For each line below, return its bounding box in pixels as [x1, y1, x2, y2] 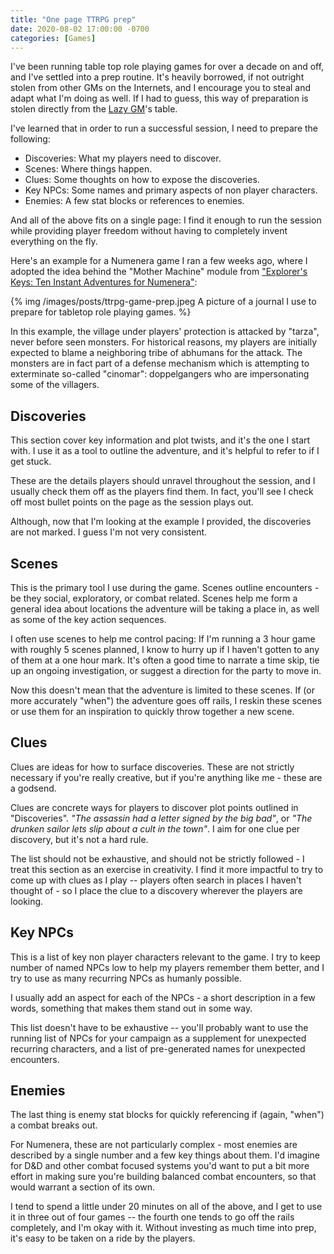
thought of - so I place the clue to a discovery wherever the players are [10, 884, 303, 896]
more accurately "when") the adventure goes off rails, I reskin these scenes [10, 695, 323, 706]
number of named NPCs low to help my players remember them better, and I [10, 961, 325, 973]
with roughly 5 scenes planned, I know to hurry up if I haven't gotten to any [10, 644, 320, 655]
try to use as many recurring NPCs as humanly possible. [10, 972, 242, 984]
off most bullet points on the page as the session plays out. [10, 496, 254, 508]
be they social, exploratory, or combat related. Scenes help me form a [10, 592, 298, 604]
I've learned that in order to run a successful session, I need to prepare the [10, 122, 319, 135]
